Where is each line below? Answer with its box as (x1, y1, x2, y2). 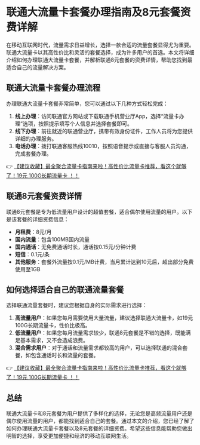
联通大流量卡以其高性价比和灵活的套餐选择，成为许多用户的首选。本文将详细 (6, 48, 195, 56)
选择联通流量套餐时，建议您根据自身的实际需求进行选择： (6, 302, 147, 309)
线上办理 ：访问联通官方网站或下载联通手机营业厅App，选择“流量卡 (14, 112, 179, 119)
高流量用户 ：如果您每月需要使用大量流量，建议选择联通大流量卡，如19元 (14, 314, 193, 321)
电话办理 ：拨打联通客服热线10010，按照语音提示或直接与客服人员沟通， (14, 142, 192, 149)
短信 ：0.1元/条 (14, 250, 50, 257)
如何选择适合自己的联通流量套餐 (6, 284, 124, 294)
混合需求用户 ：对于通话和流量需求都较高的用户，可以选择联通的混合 (14, 344, 183, 351)
